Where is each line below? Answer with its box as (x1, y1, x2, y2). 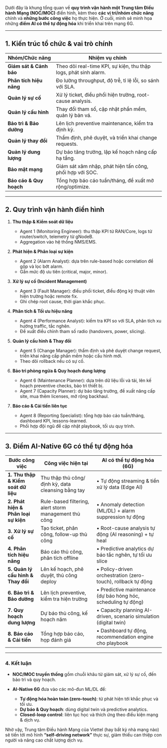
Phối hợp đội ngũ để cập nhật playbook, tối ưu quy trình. (19, 423, 135, 429)
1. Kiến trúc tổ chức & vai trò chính (5, 40, 113, 48)
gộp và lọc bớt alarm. (19, 263, 64, 269)
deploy (40, 578, 57, 585)
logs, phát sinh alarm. (56, 69, 106, 76)
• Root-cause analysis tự (96, 525, 156, 532)
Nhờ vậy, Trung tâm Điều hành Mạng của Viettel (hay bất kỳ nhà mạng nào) (5, 726, 160, 733)
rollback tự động (114, 578, 153, 585)
